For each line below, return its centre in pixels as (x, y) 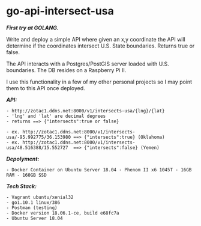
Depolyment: (23, 159)
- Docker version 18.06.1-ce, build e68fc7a (63, 213)
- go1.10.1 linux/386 (33, 203)
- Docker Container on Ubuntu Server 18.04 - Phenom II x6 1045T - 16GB (99, 169)
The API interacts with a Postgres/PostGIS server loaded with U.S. (88, 64)
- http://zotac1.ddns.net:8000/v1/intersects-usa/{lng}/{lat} (85, 111)
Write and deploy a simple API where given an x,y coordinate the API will (96, 39)
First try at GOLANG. (32, 28)
